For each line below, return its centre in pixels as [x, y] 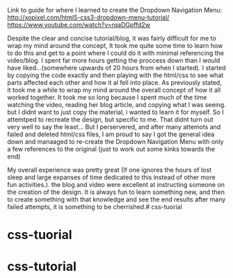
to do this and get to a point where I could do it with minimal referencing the [116, 53]
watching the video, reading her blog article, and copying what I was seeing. [116, 105]
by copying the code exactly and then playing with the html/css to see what [115, 75]
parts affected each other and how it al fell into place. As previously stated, [115, 82]
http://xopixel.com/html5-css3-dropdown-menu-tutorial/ [88, 17]
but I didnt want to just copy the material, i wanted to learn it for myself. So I [115, 112]
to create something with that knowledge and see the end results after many [116, 199]
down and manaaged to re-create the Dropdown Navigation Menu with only [115, 141]
